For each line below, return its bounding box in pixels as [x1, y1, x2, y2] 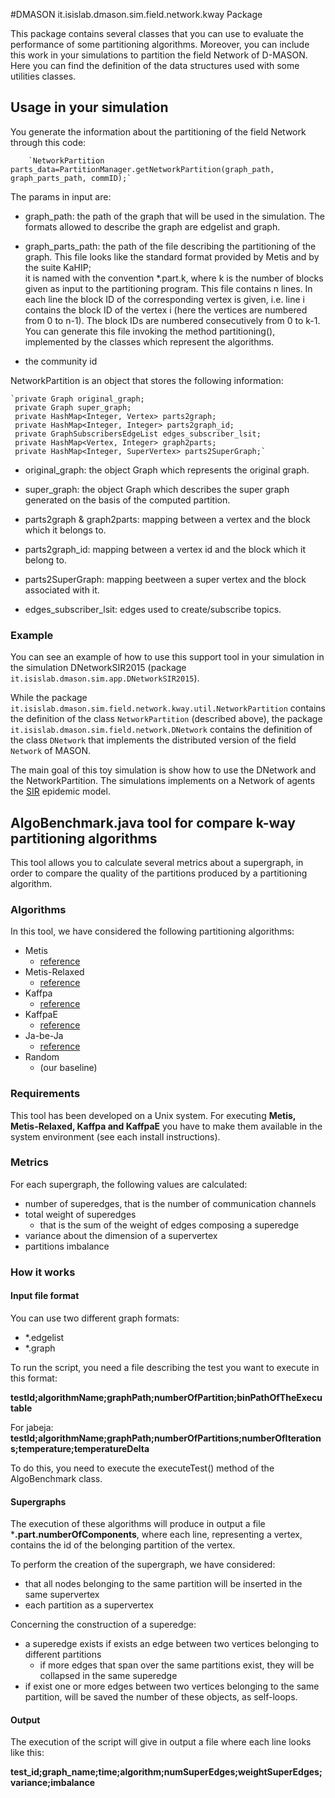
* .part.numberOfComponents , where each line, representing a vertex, [10, 1529, 303, 1541]
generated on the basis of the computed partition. [24, 494, 231, 506]
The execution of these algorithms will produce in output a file [10, 1518, 266, 1530]
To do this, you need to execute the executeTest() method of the [10, 1462, 275, 1474]
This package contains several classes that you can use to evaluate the [10, 28, 304, 39]
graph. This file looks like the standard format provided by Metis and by [24, 250, 320, 263]
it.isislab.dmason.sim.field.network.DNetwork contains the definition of [10, 724, 313, 736]
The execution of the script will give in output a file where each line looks [10, 1736, 312, 1748]
